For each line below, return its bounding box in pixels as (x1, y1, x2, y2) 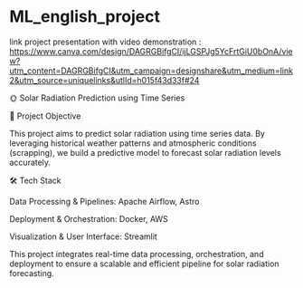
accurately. (9, 157, 52, 168)
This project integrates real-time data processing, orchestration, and (9, 248, 264, 259)
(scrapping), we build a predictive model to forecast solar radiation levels (9, 147, 282, 158)
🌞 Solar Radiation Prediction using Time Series (9, 92, 185, 103)
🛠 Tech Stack (9, 175, 62, 186)
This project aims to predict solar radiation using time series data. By (9, 128, 265, 139)
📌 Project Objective (9, 110, 81, 121)
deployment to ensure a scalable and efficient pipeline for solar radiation (9, 258, 279, 269)
